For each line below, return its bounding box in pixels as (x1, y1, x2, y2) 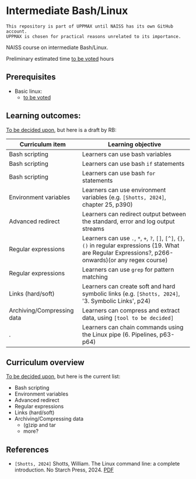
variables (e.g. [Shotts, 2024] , (82, 193, 166, 201)
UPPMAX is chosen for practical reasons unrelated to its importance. (6, 33, 181, 39)
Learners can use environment (82, 186, 166, 194)
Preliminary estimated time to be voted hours (6, 55, 114, 62)
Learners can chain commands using (82, 323, 184, 331)
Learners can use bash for (82, 169, 156, 177)
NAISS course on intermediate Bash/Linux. (6, 44, 108, 51)
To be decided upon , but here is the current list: (6, 373, 121, 380)
